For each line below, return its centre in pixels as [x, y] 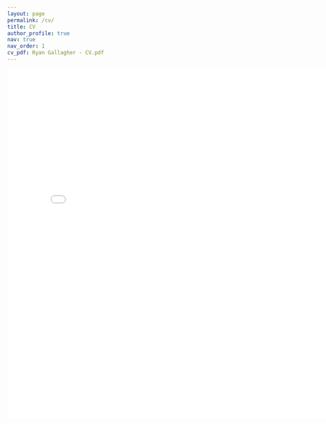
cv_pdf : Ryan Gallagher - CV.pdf [56, 53]
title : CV [22, 27]
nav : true [22, 40]
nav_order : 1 [26, 46]
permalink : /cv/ [31, 20]
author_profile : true [39, 33]
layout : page [26, 14]
